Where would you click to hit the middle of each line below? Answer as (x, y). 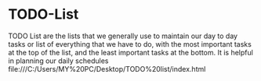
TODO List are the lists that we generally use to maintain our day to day (123, 36)
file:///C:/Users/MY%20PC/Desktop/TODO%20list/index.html (107, 69)
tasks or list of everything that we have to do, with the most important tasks (130, 44)
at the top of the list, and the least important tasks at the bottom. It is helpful (130, 52)
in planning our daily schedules (58, 61)
